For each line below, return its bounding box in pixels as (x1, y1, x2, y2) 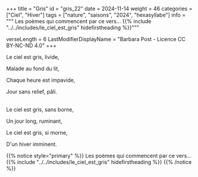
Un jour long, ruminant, (6, 117, 62, 125)
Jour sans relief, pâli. (6, 88, 58, 95)
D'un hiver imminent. (6, 141, 58, 148)
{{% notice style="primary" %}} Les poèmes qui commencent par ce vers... (6, 152, 191, 159)
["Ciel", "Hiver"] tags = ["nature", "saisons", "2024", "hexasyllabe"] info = (6, 11, 186, 18)
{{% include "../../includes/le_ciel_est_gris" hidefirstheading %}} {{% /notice (6, 159, 192, 166)
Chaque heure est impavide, (6, 77, 76, 83)
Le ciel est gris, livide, (6, 54, 59, 60)
